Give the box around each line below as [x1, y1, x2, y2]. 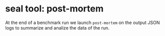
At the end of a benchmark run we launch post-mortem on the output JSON [5, 19, 160, 25]
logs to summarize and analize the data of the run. [5, 24, 110, 30]
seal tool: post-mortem [5, 3, 104, 14]
